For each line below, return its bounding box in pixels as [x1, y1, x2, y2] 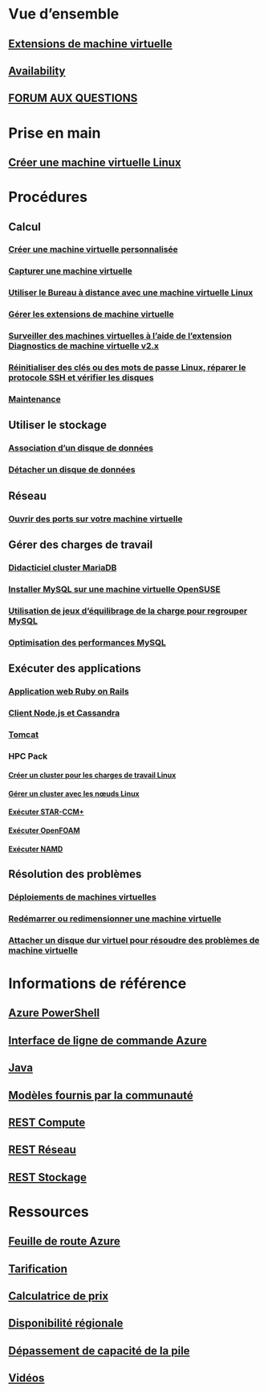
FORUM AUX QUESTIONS [8, 92, 138, 105]
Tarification [8, 1262, 68, 1275]
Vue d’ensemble [8, 5, 120, 23]
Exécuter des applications [8, 661, 142, 675]
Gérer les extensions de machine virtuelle [8, 309, 174, 320]
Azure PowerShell [8, 1007, 100, 1020]
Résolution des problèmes [8, 867, 142, 881]
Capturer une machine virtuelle [8, 266, 132, 277]
